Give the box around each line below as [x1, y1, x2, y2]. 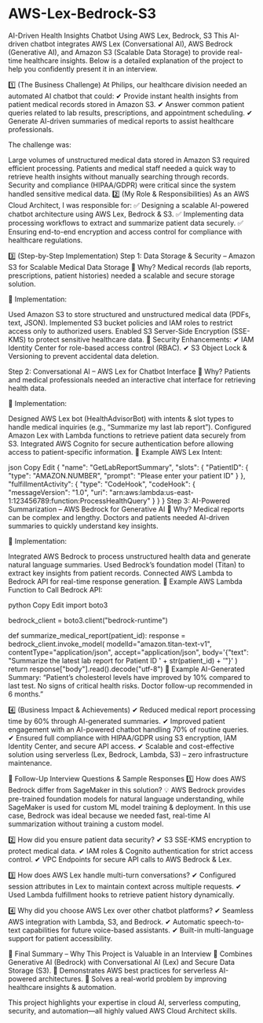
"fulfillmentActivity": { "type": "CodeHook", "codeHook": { [8, 479, 196, 489]
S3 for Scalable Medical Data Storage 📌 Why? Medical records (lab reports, [8, 262, 252, 271]
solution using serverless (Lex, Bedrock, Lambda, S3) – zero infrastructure [8, 749, 249, 759]
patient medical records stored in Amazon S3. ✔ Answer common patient [8, 99, 245, 109]
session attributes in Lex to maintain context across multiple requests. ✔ [8, 881, 242, 891]
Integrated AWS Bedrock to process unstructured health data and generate [8, 552, 251, 561]
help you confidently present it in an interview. [8, 64, 158, 73]
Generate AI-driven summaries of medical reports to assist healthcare [8, 116, 234, 126]
